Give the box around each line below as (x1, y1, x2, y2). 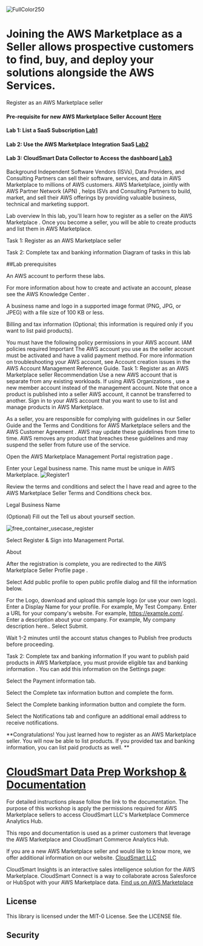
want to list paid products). (6, 327, 73, 334)
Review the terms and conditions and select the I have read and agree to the (6, 482, 197, 490)
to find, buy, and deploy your (6, 53, 154, 67)
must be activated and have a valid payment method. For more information (6, 352, 193, 359)
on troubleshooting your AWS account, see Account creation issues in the (6, 358, 191, 365)
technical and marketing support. (6, 200, 89, 207)
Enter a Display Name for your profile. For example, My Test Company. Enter (6, 603, 197, 610)
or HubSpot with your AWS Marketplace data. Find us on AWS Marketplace (6, 878, 194, 886)
